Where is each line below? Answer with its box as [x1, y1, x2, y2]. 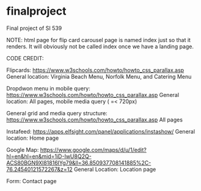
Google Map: [6, 146, 39, 153]
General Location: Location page [73, 165, 156, 173]
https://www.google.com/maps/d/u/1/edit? [40, 146, 147, 153]
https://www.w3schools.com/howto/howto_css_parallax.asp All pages [6, 116, 183, 123]
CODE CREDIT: [6, 54, 44, 62]
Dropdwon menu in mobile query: [6, 84, 90, 92]
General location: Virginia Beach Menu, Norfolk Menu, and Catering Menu [6, 73, 192, 80]
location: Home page [6, 134, 59, 142]
